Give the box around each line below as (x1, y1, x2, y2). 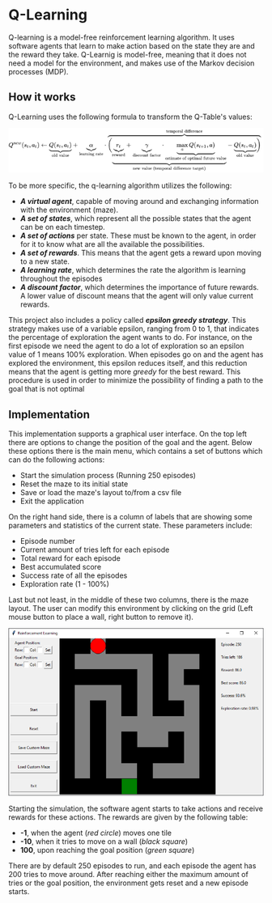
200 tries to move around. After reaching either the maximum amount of (8, 870, 249, 880)
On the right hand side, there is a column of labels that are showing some (8, 512, 253, 522)
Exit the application (19, 496, 85, 507)
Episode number (19, 536, 75, 546)
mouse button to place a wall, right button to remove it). (8, 613, 194, 622)
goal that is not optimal (8, 384, 85, 394)
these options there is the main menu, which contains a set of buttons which (8, 447, 263, 456)
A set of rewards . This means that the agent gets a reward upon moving (19, 248, 261, 258)
